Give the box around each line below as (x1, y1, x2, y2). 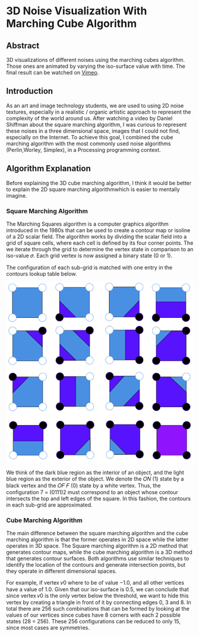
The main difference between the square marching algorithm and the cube (6, 529, 189, 536)
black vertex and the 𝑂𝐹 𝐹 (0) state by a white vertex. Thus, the (6, 482, 161, 489)
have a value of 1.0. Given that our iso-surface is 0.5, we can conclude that (6, 585, 189, 593)
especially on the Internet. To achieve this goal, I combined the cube (6, 133, 173, 140)
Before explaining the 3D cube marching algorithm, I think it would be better (6, 179, 192, 186)
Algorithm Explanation (6, 164, 91, 174)
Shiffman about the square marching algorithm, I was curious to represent (6, 121, 187, 128)
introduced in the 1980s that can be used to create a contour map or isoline (6, 226, 191, 233)
